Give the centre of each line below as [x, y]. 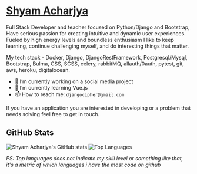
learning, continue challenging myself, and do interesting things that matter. [98, 46]
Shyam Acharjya [47, 11]
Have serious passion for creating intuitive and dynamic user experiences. [96, 33]
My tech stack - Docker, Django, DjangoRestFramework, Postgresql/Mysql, [97, 57]
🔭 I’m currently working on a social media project [74, 81]
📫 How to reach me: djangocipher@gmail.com [69, 94]
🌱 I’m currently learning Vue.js [51, 87]
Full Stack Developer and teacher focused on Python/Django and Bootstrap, [98, 27]
